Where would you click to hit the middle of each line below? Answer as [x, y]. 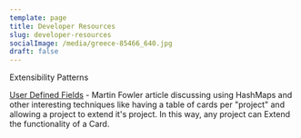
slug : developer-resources [60, 34]
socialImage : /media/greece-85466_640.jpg [91, 43]
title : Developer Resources [63, 26]
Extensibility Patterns [49, 77]
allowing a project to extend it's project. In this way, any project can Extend [150, 114]
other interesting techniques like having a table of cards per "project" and [147, 104]
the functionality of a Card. [60, 124]
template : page [38, 18]
